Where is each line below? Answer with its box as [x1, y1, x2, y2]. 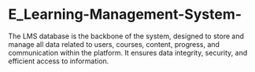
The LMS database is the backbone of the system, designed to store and [8, 31, 245, 41]
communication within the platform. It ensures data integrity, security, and [8, 48, 248, 57]
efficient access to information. [8, 56, 109, 66]
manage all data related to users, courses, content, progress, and [8, 39, 220, 49]
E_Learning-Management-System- [8, 5, 242, 23]
